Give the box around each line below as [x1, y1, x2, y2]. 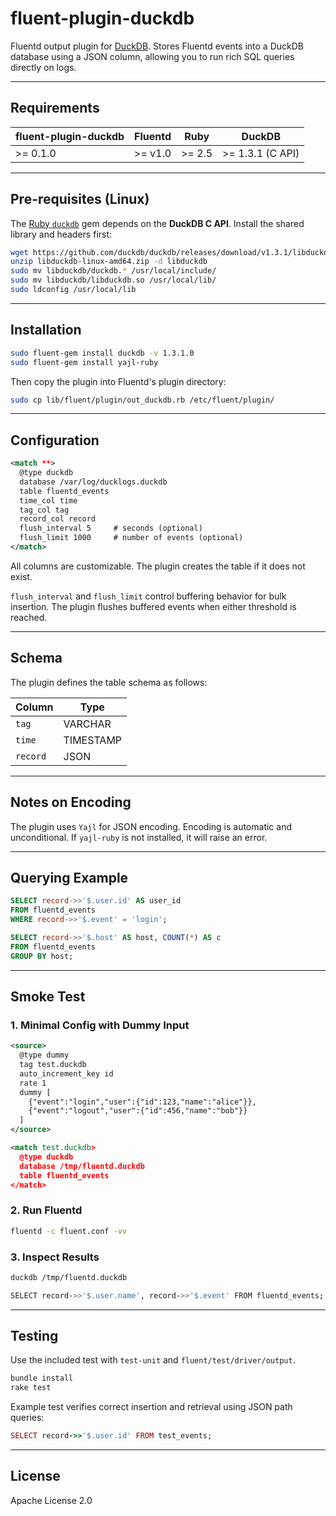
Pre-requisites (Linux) [10, 191, 150, 208]
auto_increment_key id [19, 1068, 114, 1079]
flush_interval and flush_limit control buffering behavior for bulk [10, 590, 287, 602]
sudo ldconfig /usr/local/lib [10, 285, 137, 295]
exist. [10, 570, 33, 582]
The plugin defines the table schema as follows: [10, 676, 208, 688]
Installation [10, 322, 82, 339]
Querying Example [10, 869, 129, 886]
